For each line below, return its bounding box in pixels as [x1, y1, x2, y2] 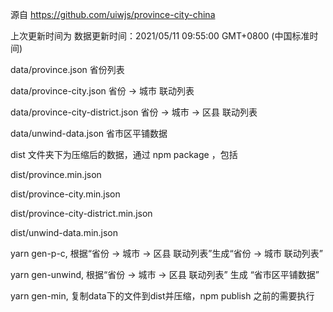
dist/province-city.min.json [10, 188, 121, 200]
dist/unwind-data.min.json [10, 227, 119, 238]
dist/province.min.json [10, 169, 102, 180]
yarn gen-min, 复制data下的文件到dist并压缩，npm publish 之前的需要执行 [10, 290, 315, 302]
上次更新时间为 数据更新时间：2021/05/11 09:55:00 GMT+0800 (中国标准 [10, 30, 310, 42]
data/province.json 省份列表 [10, 64, 125, 75]
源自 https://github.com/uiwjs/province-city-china [10, 9, 216, 20]
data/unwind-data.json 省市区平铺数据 [10, 128, 168, 139]
